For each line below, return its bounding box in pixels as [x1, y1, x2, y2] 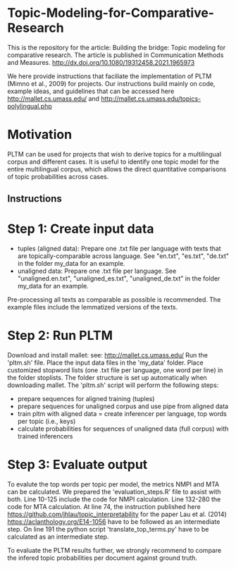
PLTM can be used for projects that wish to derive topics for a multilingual [7, 149, 222, 158]
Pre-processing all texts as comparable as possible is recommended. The [7, 295, 221, 304]
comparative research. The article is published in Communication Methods [7, 51, 224, 59]
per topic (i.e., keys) [17, 417, 76, 426]
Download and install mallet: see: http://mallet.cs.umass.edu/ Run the [7, 351, 209, 360]
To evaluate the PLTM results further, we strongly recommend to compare [7, 546, 222, 555]
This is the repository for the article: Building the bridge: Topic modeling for [7, 43, 226, 51]
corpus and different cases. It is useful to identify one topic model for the [7, 157, 220, 166]
